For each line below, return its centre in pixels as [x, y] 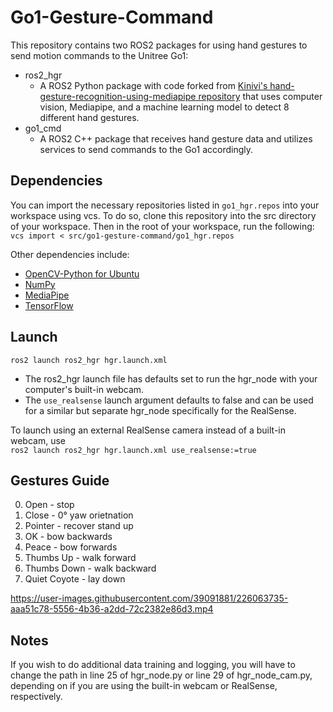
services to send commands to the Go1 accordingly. [146, 149]
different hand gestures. [89, 117]
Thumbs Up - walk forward [80, 558]
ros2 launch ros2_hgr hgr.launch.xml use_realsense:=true [133, 450]
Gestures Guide [60, 480]
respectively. [36, 697]
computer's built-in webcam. [84, 389]
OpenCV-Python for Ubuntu [82, 273]
